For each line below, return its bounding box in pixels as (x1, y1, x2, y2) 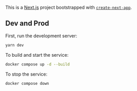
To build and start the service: (5, 52, 69, 58)
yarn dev (5, 42, 24, 48)
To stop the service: (5, 71, 48, 77)
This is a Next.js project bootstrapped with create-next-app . (5, 5, 132, 10)
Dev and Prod (5, 19, 50, 28)
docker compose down (5, 81, 50, 86)
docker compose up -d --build (5, 61, 70, 67)
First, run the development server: (5, 33, 77, 39)
